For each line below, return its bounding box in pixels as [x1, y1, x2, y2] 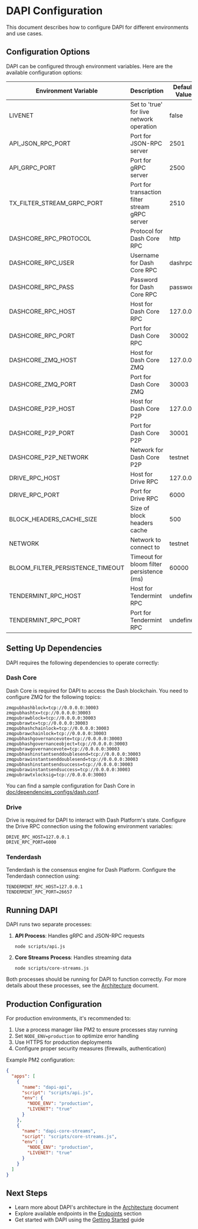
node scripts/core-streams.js [14, 966, 90, 971]
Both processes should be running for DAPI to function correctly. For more [6, 976, 187, 983]
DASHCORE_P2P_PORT [9, 429, 75, 437]
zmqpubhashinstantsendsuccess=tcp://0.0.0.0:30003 [6, 762, 133, 767]
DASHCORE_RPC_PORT [9, 331, 75, 340]
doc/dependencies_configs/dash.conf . [6, 788, 100, 795]
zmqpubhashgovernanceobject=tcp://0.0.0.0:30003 [6, 741, 128, 747]
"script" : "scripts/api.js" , [21, 1089, 94, 1096]
